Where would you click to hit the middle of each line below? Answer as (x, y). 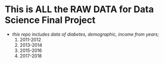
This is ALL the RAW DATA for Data (79, 9)
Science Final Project (50, 20)
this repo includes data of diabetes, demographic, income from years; (86, 34)
